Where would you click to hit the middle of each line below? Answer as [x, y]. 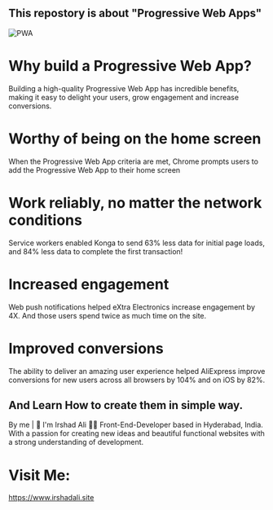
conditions [46, 220]
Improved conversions [86, 348]
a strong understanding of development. [76, 442]
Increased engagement [89, 284]
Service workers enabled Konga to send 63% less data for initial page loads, [136, 243]
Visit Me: [40, 475]
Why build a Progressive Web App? [130, 66]
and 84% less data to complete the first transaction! [96, 251]
